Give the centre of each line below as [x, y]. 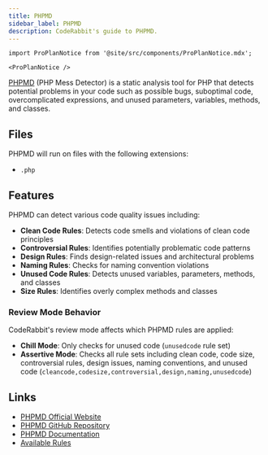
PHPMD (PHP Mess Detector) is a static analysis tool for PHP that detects [131, 83]
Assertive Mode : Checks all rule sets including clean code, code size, [137, 354]
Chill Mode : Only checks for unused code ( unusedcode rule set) [125, 346]
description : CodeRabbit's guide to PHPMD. [83, 31]
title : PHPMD [30, 16]
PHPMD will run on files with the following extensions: [99, 154]
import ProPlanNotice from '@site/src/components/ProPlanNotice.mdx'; [130, 54]
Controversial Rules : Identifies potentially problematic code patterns [135, 248]
